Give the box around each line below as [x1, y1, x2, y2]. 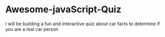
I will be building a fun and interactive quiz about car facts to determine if [5, 21, 160, 27]
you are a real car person [5, 26, 59, 32]
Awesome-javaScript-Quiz [5, 4, 122, 15]
